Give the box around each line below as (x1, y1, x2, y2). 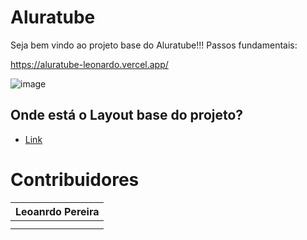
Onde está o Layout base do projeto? (10, 107, 244, 124)
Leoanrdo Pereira (15, 204, 100, 218)
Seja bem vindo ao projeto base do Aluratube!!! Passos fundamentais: (10, 39, 298, 51)
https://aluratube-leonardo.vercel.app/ (10, 58, 169, 70)
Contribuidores (10, 168, 140, 191)
